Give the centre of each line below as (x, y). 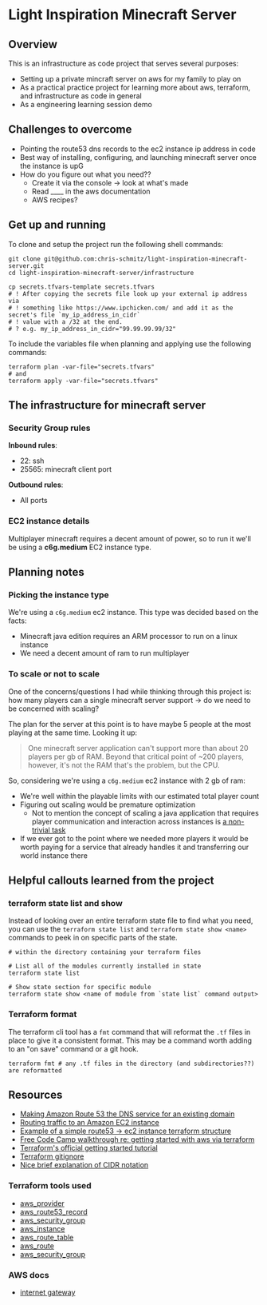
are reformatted (35, 1070)
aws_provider (42, 1203)
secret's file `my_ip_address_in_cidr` (75, 315)
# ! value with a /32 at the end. (66, 321)
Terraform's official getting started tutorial (88, 1148)
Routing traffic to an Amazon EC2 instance (89, 1123)
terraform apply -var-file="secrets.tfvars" (83, 381)
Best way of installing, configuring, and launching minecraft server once (138, 157)
